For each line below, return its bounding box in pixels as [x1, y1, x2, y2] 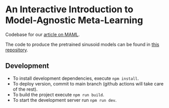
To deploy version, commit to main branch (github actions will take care [12, 80, 164, 87]
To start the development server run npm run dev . [12, 97, 117, 103]
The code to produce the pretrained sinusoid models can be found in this [5, 41, 160, 47]
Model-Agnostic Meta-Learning [5, 14, 143, 26]
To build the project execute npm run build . [12, 91, 104, 98]
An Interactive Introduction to [5, 4, 134, 15]
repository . [5, 47, 28, 53]
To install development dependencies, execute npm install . [12, 75, 139, 81]
